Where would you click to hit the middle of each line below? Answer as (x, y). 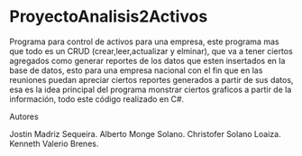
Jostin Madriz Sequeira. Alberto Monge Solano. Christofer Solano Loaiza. (145, 133)
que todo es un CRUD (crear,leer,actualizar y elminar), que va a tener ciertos (151, 50)
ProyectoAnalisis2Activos (109, 17)
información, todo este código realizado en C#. (97, 99)
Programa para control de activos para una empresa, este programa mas (144, 41)
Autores (24, 116)
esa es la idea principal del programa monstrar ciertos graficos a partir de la (151, 89)
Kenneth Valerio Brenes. (54, 143)
